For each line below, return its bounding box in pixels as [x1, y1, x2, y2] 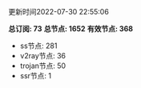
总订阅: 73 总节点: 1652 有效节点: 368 [8, 24, 134, 34]
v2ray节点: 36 [19, 51, 66, 60]
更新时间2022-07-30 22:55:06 [8, 7, 110, 16]
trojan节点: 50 [19, 61, 66, 70]
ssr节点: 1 [19, 71, 52, 80]
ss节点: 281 [19, 41, 58, 50]
